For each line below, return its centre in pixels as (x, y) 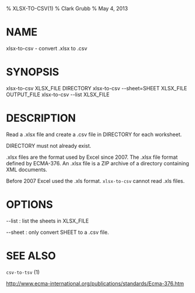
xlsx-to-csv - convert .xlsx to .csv (47, 48)
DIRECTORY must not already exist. (49, 145)
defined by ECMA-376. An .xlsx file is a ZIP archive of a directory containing (97, 163)
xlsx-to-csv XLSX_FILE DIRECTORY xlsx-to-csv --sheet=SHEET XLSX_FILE (97, 88)
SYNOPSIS (33, 72)
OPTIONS (30, 205)
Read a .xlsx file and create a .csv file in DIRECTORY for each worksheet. (94, 134)
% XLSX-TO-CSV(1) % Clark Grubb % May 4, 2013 (67, 8)
